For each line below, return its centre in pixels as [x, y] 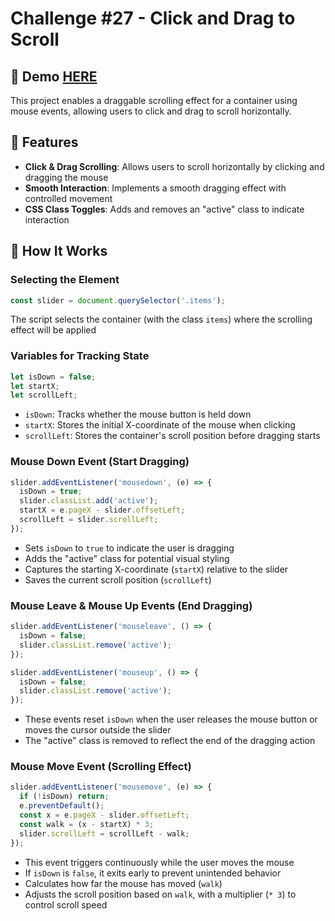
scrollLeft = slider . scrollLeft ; [89, 520]
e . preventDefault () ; [62, 806]
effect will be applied [53, 330]
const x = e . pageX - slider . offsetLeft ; [104, 815]
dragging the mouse [66, 177]
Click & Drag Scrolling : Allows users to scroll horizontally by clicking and [174, 166]
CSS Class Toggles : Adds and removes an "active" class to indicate [164, 209]
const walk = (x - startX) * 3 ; [87, 824]
